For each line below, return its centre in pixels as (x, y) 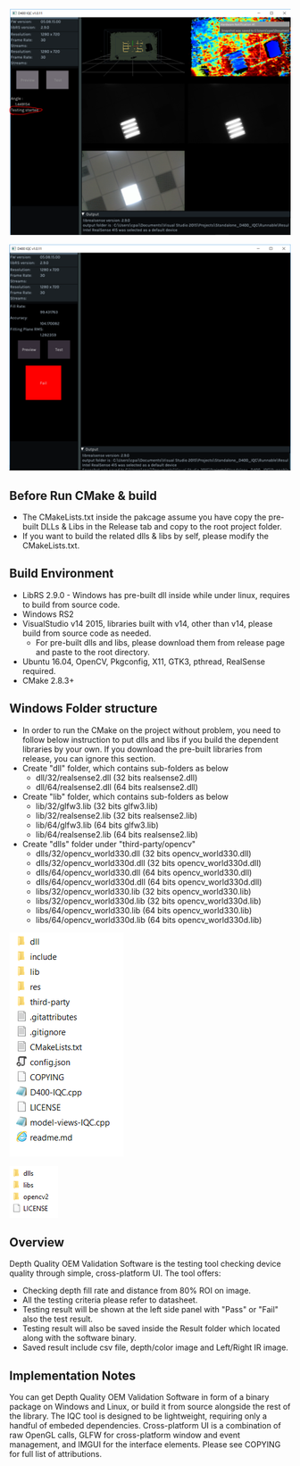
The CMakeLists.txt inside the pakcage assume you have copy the (144, 517)
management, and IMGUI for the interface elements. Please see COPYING (145, 1445)
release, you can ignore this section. (89, 758)
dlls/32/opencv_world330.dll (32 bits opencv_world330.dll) (143, 854)
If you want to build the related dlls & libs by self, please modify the (146, 536)
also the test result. (58, 1319)
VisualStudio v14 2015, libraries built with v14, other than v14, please (147, 623)
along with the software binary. (79, 1338)
